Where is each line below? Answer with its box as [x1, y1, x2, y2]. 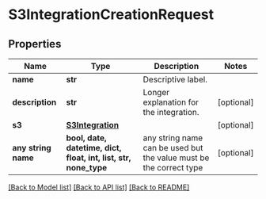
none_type [66, 163, 108, 173]
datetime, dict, [66, 143, 122, 153]
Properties [8, 37, 62, 51]
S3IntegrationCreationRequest [8, 6, 215, 24]
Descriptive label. [142, 74, 208, 85]
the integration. [142, 107, 199, 117]
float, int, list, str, [66, 152, 131, 163]
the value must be [142, 152, 210, 163]
